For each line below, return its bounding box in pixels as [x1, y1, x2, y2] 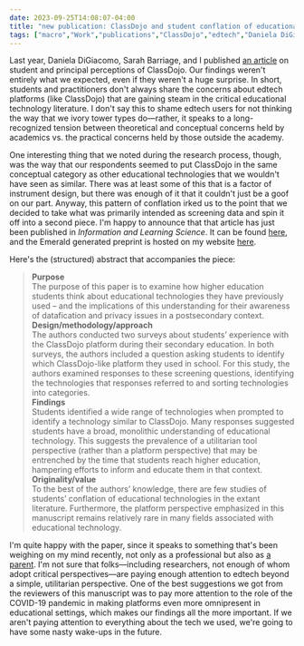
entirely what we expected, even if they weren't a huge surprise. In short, [9, 74, 282, 85]
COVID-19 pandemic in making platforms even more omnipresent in [9, 598, 261, 609]
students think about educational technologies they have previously [31, 291, 284, 302]
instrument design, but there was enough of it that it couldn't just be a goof [9, 188, 290, 200]
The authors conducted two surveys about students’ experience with [31, 329, 290, 340]
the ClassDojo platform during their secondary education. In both [31, 339, 274, 350]
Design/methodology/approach [31, 319, 154, 331]
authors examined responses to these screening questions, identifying [31, 368, 294, 379]
